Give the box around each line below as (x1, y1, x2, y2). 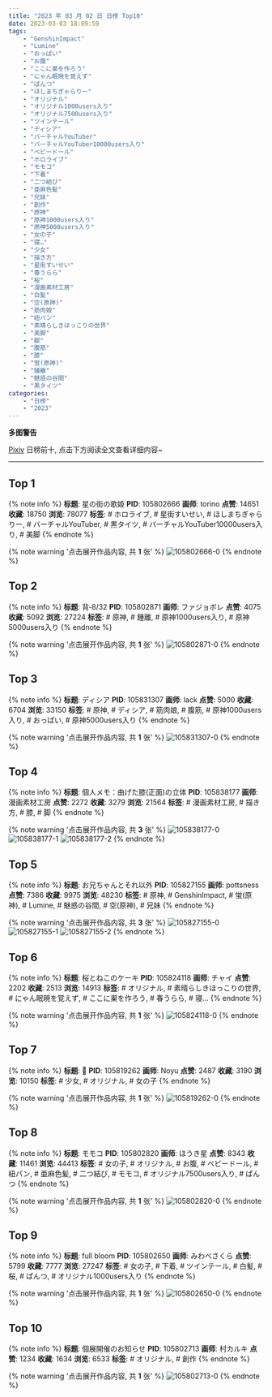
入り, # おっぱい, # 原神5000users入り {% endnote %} (8, 715, 190, 725)
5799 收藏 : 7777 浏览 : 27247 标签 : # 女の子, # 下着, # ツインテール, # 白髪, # (8, 1261, 263, 1271)
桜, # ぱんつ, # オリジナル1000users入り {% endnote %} (8, 1271, 196, 1281)
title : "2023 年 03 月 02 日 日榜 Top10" (8, 11, 144, 20)
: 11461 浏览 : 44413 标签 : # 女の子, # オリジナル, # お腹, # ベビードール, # (15, 1158, 259, 1168)
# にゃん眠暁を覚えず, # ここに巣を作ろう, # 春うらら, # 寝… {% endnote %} (8, 994, 262, 1002)
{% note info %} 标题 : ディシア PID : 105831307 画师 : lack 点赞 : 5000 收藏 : (8, 695, 253, 705)
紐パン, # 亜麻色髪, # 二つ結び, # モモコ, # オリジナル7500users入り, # (8, 1168, 244, 1178)
